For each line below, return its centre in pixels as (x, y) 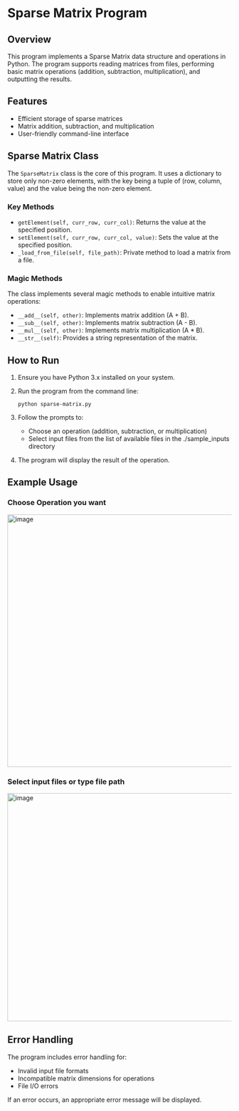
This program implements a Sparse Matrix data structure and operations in (117, 56)
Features (27, 101)
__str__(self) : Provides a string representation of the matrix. (107, 338)
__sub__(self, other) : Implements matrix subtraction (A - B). (107, 323)
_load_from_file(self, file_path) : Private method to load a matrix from (124, 252)
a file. (26, 260)
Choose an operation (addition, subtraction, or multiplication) (118, 431)
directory (42, 447)
